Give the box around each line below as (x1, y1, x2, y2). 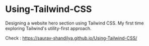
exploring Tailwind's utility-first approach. (5, 25, 92, 31)
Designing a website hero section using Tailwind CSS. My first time (5, 20, 144, 26)
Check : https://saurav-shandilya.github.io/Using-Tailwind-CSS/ (5, 35, 137, 41)
